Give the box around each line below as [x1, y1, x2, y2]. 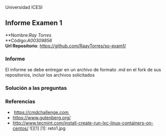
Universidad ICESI [5, 5, 43, 10]
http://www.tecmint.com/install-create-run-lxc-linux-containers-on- [12, 120, 153, 126]
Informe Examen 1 [5, 19, 62, 27]
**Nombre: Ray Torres [5, 32, 52, 38]
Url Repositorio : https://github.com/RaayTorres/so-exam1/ [5, 43, 126, 49]
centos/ [12, 125, 29, 131]
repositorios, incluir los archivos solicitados [5, 72, 95, 78]
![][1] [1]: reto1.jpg [29, 125, 66, 131]
